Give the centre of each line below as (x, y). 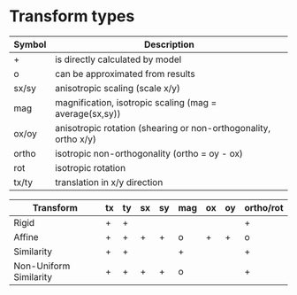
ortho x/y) (76, 139)
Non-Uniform (42, 266)
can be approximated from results (125, 74)
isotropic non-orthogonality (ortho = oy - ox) (148, 153)
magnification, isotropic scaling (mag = (136, 102)
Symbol (30, 44)
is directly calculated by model (118, 59)
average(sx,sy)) (88, 113)
